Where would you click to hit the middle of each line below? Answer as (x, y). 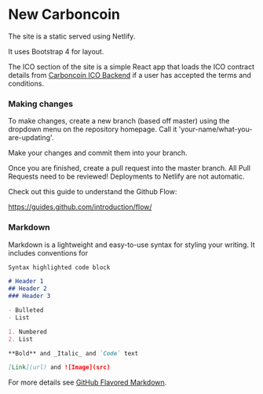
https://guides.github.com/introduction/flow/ (80, 207)
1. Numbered (27, 332)
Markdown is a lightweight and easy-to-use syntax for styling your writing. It (131, 245)
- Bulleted (26, 311)
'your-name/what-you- (216, 129)
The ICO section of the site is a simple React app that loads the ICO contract (131, 66)
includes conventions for (48, 252)
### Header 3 (29, 296)
